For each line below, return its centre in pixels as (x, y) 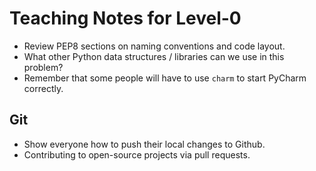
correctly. (43, 88)
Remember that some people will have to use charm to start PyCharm (165, 78)
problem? (43, 67)
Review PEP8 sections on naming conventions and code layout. (154, 46)
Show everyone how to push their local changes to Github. (144, 144)
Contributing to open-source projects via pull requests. (137, 154)
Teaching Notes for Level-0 (125, 18)
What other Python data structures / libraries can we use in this (154, 56)
